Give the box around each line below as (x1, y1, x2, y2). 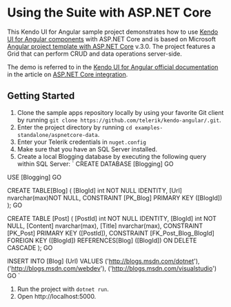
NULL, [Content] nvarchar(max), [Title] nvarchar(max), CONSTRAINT (7, 222, 203, 230)
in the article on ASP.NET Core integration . (7, 70, 128, 78)
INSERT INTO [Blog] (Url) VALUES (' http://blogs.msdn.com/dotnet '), (7, 257, 200, 265)
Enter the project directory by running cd (17, 123, 132, 131)
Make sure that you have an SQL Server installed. (17, 145, 157, 153)
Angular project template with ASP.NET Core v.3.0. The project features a (7, 42, 216, 50)
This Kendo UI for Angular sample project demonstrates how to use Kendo (7, 28, 219, 36)
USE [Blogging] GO (7, 173, 62, 181)
